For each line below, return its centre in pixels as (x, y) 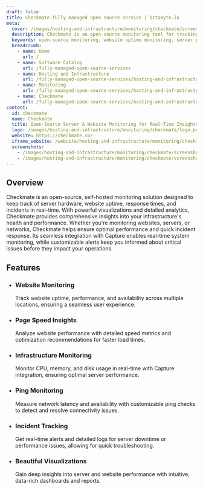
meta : (13, 23)
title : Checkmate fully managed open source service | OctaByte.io (93, 18)
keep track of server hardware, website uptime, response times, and (91, 204)
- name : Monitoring (42, 85)
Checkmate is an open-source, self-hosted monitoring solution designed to (100, 197)
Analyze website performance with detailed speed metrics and (93, 333)
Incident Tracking (41, 426)
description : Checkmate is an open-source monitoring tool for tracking (105, 34)
